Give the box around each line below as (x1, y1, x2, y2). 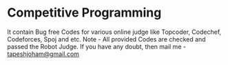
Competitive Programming (7, 5, 162, 21)
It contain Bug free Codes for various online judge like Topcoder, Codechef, (7, 28, 222, 36)
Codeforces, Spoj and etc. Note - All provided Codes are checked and (7, 35, 206, 43)
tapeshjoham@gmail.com (7, 50, 79, 58)
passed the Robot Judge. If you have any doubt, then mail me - (7, 42, 186, 50)
